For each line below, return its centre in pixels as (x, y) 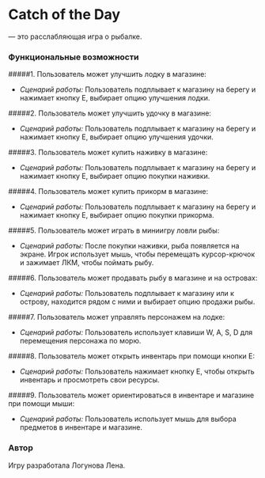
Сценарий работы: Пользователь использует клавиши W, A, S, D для (136, 332)
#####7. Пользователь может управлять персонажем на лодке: (117, 317)
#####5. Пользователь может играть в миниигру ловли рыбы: (114, 230)
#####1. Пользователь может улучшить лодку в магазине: (108, 74)
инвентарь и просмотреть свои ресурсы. (89, 380)
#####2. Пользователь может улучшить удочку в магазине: (110, 113)
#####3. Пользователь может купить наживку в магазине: (108, 153)
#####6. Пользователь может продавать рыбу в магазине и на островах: (133, 278)
